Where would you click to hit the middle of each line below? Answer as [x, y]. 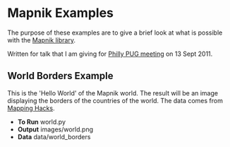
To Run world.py [41, 122]
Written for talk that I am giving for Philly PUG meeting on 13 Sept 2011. [110, 54]
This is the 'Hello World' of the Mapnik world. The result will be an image [113, 93]
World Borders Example [60, 76]
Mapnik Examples [61, 13]
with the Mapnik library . [42, 40]
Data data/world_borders [54, 136]
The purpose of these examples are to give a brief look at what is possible [115, 33]
